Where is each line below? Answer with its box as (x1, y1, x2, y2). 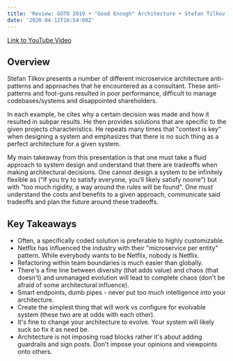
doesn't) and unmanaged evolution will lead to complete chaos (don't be (17, 273, 225, 282)
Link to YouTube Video (7, 36, 72, 44)
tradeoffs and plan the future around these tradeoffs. (7, 198, 159, 206)
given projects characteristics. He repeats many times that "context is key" (7, 125, 221, 133)
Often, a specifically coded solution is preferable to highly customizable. (17, 236, 225, 245)
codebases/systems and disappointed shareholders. (7, 97, 158, 105)
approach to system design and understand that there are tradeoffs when (7, 161, 218, 169)
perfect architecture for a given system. (7, 140, 121, 148)
